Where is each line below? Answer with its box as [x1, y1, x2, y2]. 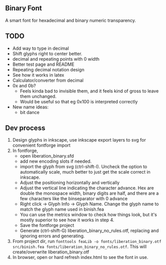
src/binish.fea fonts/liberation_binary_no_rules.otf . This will [12, 243, 147, 250]
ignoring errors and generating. [20, 233, 85, 239]
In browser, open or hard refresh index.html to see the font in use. [12, 254, 148, 260]
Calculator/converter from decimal [12, 77, 84, 83]
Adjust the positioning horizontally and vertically [20, 180, 120, 186]
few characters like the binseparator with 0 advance [20, 196, 128, 202]
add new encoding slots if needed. [20, 158, 92, 165]
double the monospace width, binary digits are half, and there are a [20, 190, 159, 196]
